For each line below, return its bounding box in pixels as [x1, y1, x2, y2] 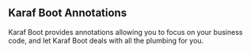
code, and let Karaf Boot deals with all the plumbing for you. [8, 36, 204, 45]
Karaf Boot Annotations [8, 6, 127, 20]
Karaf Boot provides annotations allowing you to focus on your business [8, 27, 243, 36]
